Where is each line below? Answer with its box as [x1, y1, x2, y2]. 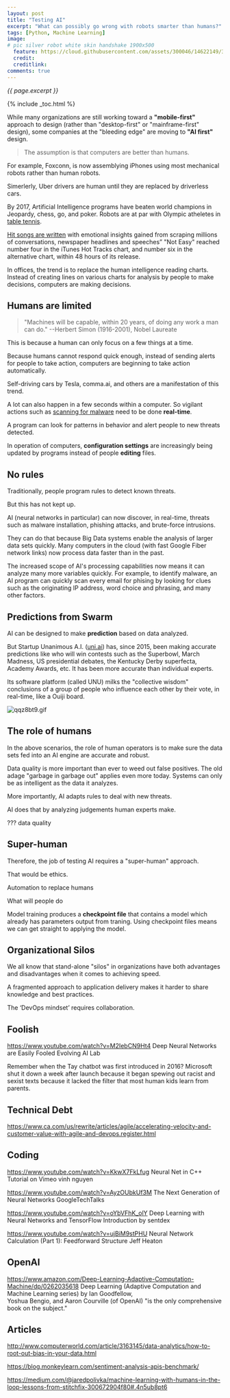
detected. [7, 428, 34, 436]
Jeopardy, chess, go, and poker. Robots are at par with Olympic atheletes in [7, 210, 221, 218]
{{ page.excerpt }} [7, 86, 59, 95]
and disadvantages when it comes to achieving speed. [7, 970, 161, 978]
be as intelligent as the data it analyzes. [7, 779, 118, 787]
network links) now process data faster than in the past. [7, 549, 164, 557]
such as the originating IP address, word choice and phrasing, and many [7, 584, 211, 592]
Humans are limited [7, 300, 92, 311]
